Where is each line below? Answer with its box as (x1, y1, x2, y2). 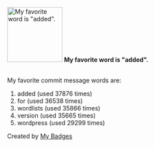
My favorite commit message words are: (7, 76, 122, 84)
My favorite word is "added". (63, 56, 149, 64)
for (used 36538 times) (17, 97, 83, 105)
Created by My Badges (7, 132, 72, 140)
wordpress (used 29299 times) (17, 119, 105, 126)
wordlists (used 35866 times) (17, 104, 101, 112)
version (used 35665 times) (17, 111, 96, 120)
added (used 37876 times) (17, 89, 93, 98)
